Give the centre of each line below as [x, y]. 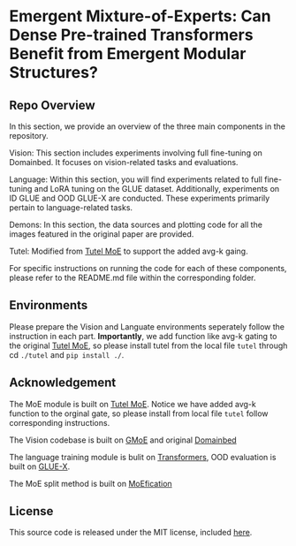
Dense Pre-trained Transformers [131, 35]
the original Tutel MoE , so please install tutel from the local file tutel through [148, 345]
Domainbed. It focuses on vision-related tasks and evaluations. [124, 162]
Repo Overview [52, 105]
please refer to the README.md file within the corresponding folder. [133, 277]
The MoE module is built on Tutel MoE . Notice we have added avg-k [133, 404]
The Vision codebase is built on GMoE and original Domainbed [123, 440]
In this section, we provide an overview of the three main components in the [147, 126]
